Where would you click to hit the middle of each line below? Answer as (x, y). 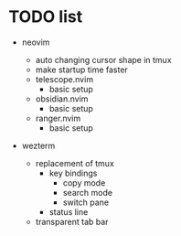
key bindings (73, 173)
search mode (88, 192)
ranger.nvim (58, 118)
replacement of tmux (75, 163)
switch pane (86, 202)
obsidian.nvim (62, 99)
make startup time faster (82, 70)
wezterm (38, 145)
